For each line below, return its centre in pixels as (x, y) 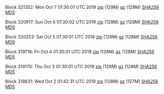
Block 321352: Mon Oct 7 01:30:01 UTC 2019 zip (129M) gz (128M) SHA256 (82, 7)
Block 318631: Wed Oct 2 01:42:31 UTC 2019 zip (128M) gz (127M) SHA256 (82, 81)
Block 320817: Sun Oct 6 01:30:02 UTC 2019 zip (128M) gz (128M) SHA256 (82, 22)
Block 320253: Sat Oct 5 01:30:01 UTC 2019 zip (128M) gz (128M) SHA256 (82, 37)
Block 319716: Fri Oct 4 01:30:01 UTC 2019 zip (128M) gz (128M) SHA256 (80, 52)
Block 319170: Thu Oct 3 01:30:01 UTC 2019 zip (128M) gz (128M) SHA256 (81, 67)
